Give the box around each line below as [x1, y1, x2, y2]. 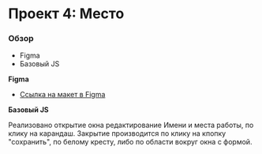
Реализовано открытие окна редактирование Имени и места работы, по [8, 120, 254, 130]
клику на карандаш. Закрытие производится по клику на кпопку [8, 129, 226, 138]
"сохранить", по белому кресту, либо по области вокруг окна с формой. [8, 137, 253, 147]
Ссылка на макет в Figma [19, 90, 106, 100]
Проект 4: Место [8, 5, 125, 23]
